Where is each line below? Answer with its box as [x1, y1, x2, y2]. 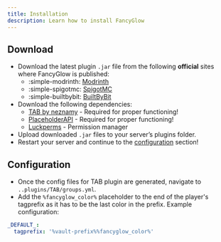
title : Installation [7, 10, 69, 18]
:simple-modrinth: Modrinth [28, 78, 109, 86]
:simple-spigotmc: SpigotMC [28, 85, 112, 93]
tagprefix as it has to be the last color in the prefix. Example [17, 200, 193, 209]
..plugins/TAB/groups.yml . [17, 185, 97, 194]
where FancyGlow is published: [17, 70, 110, 78]
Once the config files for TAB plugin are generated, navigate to [17, 177, 201, 186]
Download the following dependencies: [17, 100, 133, 109]
